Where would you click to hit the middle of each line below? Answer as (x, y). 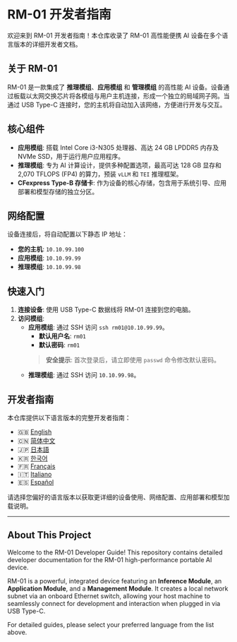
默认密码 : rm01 (59, 345)
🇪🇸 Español (36, 482)
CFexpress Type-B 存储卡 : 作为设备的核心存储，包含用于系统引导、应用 (122, 183)
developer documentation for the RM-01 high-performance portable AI (110, 559)
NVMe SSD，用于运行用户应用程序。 (71, 156)
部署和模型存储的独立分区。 (58, 191)
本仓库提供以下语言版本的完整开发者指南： (69, 418)
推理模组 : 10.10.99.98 (49, 267)
